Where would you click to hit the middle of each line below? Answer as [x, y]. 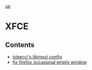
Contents [20, 45]
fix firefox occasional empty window [49, 62]
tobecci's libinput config [37, 57]
